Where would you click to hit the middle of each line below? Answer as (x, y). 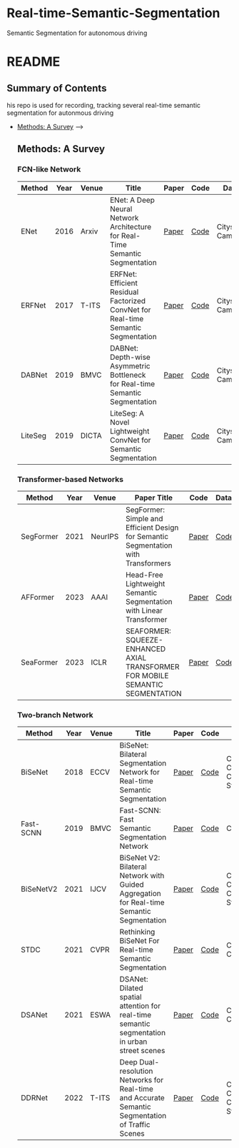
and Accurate (142, 1098)
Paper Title (153, 498)
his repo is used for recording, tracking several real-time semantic (104, 105)
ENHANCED (146, 649)
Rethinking (137, 932)
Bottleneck (128, 375)
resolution (136, 1071)
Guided (132, 885)
